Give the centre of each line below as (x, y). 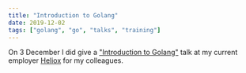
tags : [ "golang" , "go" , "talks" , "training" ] (84, 30)
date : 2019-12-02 (37, 23)
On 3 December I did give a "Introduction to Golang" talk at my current (123, 53)
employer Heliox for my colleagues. (66, 60)
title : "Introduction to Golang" (63, 15)
